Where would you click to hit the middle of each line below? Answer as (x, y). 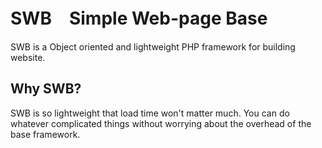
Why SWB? (46, 89)
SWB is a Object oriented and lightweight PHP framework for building (153, 46)
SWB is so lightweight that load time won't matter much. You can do (150, 113)
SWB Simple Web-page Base (139, 18)
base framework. (45, 134)
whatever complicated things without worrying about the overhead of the (161, 123)
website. (28, 57)
